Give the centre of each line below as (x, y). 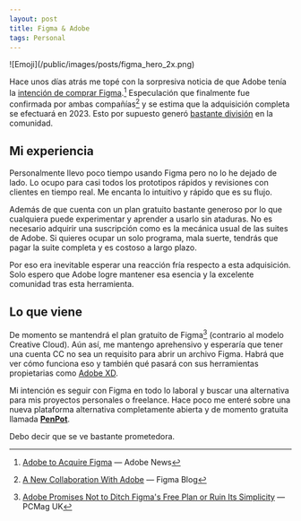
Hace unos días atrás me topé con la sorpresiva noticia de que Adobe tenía (148, 82)
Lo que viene (46, 312)
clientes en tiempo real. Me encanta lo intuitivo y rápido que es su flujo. (141, 192)
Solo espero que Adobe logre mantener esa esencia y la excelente (132, 274)
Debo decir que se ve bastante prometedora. (92, 436)
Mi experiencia (52, 151)
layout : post (34, 19)
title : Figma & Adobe (50, 28)
